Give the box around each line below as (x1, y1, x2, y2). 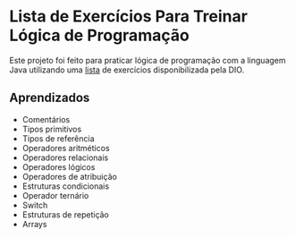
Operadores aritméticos (21, 142, 110, 153)
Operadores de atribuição (21, 171, 118, 182)
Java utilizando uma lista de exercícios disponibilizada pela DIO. (9, 64, 245, 75)
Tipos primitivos (21, 123, 82, 134)
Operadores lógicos (21, 161, 96, 172)
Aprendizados (9, 90, 90, 106)
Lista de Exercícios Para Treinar (9, 6, 249, 27)
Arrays (21, 218, 47, 229)
